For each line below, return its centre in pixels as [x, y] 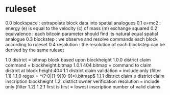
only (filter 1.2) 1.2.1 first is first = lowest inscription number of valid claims [83, 86]
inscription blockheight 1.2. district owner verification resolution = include [82, 81]
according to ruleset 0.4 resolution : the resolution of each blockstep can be [85, 44]
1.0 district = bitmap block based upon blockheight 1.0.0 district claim [78, 59]
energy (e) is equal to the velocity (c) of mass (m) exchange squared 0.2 [81, 28]
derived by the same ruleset [35, 50]
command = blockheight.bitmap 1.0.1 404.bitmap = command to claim [78, 65]
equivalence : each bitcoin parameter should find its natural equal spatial [82, 34]
